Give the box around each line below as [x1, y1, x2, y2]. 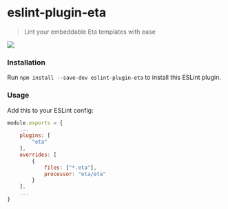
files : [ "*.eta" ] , [43, 164, 97, 171]
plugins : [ [19, 132, 51, 139]
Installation [7, 57, 46, 67]
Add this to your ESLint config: [7, 106, 94, 114]
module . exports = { [7, 119, 63, 126]
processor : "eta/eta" [43, 170, 107, 177]
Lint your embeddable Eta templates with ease [23, 27, 156, 36]
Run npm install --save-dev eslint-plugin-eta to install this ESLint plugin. [7, 74, 222, 82]
